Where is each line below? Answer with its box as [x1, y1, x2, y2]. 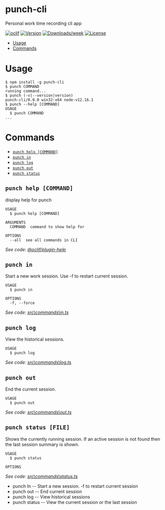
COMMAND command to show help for [10, 224, 85, 229]
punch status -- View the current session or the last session [12, 499, 137, 505]
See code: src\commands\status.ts [5, 473, 78, 479]
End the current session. [5, 386, 57, 392]
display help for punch [5, 197, 52, 203]
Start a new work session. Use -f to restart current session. [5, 273, 129, 279]
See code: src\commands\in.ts [5, 309, 69, 315]
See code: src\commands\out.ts [5, 409, 72, 415]
